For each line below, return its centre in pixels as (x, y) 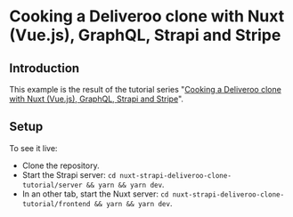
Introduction (45, 68)
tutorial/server (52, 185)
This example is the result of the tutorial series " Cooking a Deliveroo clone (146, 89)
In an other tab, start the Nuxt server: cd (95, 194)
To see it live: (33, 148)
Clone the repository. (61, 165)
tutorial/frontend (56, 204)
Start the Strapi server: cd (69, 174)
